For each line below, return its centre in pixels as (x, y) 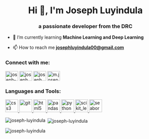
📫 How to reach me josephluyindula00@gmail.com (68, 47)
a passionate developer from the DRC (85, 26)
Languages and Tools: (33, 91)
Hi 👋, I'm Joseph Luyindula (85, 10)
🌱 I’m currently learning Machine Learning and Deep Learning (78, 37)
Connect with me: (28, 63)
